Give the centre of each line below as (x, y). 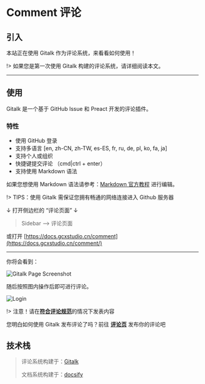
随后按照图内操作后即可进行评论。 (49, 287)
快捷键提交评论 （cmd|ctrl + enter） (60, 164)
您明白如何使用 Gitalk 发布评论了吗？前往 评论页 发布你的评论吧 (86, 325)
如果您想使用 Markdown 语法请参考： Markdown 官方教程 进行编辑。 (92, 184)
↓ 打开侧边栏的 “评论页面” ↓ (42, 210)
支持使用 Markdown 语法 (46, 171)
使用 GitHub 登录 (36, 141)
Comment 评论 (44, 13)
